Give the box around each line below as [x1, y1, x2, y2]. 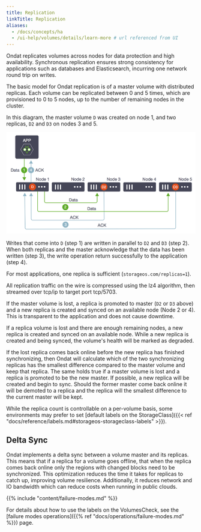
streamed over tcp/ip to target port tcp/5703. [6, 288, 117, 295]
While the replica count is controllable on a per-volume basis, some [6, 405, 173, 413]
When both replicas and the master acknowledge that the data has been [6, 246, 185, 253]
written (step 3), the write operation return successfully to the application [6, 252, 188, 259]
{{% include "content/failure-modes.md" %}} [6, 494, 118, 501]
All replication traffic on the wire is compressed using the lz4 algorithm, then [6, 282, 195, 289]
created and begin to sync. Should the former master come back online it [6, 381, 187, 388]
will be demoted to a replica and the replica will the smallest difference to [6, 387, 187, 394]
